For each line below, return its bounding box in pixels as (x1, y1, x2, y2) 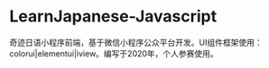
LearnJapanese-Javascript (9, 6, 218, 27)
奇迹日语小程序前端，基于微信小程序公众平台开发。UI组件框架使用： (9, 37, 264, 47)
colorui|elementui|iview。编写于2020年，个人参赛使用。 (9, 47, 218, 59)
